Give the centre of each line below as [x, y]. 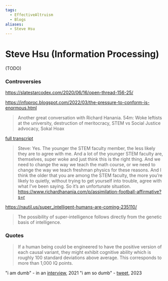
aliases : [14, 24]
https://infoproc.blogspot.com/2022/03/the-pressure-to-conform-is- [77, 103]
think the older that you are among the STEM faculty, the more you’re [90, 175]
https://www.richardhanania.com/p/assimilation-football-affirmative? [89, 192]
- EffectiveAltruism [31, 15]
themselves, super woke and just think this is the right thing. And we [89, 159]
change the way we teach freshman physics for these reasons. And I [89, 170]
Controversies [23, 81]
